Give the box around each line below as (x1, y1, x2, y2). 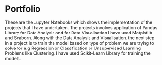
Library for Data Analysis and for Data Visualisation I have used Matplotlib (5, 30, 152, 35)
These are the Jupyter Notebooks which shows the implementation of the (5, 19, 153, 25)
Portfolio (5, 3, 41, 15)
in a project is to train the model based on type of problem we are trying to (5, 40, 154, 46)
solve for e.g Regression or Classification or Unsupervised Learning (5, 45, 141, 51)
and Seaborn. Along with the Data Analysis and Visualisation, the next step (5, 35, 155, 41)
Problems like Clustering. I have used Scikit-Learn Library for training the (5, 50, 151, 56)
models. (5, 55, 21, 61)
